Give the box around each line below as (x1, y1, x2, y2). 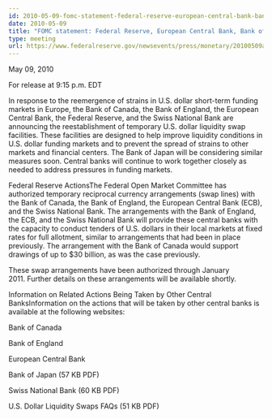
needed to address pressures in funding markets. (8, 165, 172, 175)
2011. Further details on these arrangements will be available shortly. (8, 274, 237, 284)
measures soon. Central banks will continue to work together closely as (8, 156, 247, 166)
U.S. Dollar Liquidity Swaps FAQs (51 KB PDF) (8, 401, 159, 411)
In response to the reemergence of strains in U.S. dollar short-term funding (8, 96, 259, 106)
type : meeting (8, 34, 57, 43)
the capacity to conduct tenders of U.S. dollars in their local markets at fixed (8, 224, 263, 234)
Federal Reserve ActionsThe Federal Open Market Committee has (8, 180, 227, 191)
